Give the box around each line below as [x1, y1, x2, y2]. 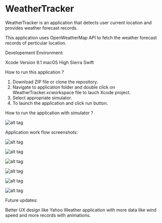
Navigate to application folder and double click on [12, 84, 115, 90]
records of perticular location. [5, 40, 66, 46]
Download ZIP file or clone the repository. [12, 79, 98, 85]
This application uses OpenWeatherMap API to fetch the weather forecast [5, 35, 157, 41]
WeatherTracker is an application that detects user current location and [5, 20, 152, 26]
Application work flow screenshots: [5, 129, 78, 135]
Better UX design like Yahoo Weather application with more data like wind [5, 206, 156, 213]
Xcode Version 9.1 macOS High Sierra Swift [5, 59, 94, 65]
